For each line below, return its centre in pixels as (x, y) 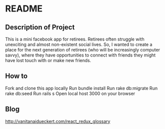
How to (16, 76)
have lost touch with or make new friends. (48, 60)
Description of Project (40, 27)
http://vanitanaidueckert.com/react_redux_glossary (58, 121)
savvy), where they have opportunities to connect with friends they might (81, 55)
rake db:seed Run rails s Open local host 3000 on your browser (70, 93)
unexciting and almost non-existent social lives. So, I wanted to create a (79, 44)
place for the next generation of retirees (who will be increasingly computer (83, 50)
